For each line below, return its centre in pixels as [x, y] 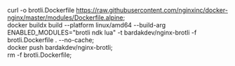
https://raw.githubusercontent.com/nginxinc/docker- [152, 10]
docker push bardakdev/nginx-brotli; [60, 47]
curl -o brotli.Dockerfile [41, 10]
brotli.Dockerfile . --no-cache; [51, 40]
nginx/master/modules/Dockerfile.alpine [65, 18]
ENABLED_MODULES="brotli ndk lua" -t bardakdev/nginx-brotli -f [102, 32]
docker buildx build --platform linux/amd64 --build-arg [87, 25]
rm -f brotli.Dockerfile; [40, 55]
